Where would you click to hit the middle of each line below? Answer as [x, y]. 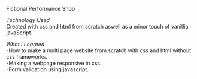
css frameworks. [27, 57]
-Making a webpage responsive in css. [54, 63]
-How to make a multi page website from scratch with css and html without [99, 50]
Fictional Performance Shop [41, 9]
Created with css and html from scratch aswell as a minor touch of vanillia [97, 26]
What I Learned [25, 44]
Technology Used [28, 20]
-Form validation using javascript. [47, 69]
